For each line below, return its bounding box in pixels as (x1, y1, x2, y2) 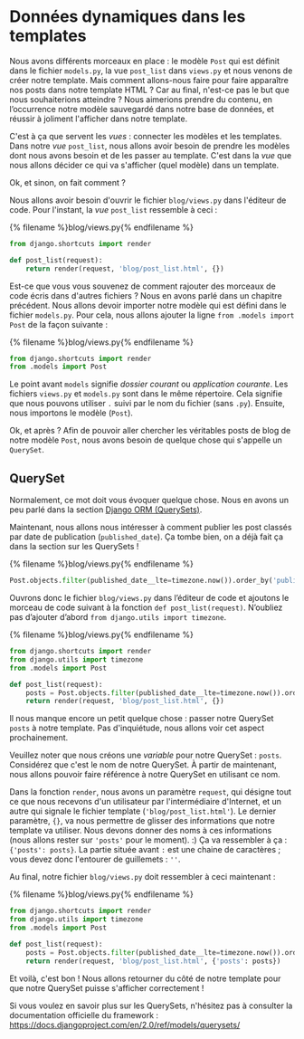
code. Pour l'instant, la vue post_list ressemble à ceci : (9, 204, 218, 214)
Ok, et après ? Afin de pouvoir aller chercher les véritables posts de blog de (9, 425, 291, 436)
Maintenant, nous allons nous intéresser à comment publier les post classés (9, 522, 292, 533)
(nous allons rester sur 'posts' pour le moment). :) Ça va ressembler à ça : (9, 834, 288, 845)
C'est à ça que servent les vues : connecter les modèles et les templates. (9, 130, 282, 141)
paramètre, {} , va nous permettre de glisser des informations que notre (9, 815, 276, 826)
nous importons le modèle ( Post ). (9, 407, 134, 418)
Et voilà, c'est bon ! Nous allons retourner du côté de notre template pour (9, 973, 281, 984)
